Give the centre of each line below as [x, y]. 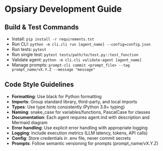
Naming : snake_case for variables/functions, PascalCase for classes [81, 112]
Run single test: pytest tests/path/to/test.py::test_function [75, 54]
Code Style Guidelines [39, 85]
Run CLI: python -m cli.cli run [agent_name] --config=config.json [81, 44]
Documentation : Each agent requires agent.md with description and [81, 117]
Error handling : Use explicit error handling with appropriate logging [80, 127]
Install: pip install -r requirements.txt [53, 39]
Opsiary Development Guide [63, 9]
